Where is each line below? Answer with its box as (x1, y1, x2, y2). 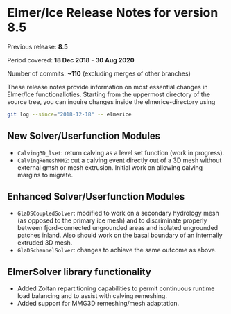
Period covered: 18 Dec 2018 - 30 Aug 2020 (7, 55, 135, 64)
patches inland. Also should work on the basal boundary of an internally (17, 231, 223, 240)
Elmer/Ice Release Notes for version (7, 5, 219, 21)
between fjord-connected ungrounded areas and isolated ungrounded (17, 224, 219, 232)
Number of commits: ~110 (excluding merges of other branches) (7, 69, 191, 78)
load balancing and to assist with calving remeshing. (17, 292, 168, 300)
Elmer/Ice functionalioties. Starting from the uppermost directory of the (7, 90, 210, 98)
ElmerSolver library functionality (7, 265, 151, 278)
